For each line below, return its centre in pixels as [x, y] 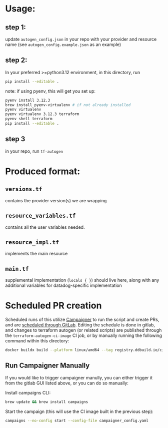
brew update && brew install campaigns [47, 402]
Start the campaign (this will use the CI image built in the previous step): [79, 411]
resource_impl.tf [32, 242]
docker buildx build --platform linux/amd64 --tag [59, 350]
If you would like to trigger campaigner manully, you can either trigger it [79, 377]
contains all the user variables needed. [45, 227]
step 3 [15, 139]
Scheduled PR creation [53, 306]
